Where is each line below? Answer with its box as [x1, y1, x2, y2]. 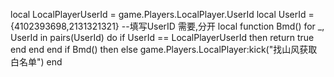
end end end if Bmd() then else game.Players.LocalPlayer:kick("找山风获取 [10, 44, 318, 55]
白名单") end [10, 56, 63, 68]
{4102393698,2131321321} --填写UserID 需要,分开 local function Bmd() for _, [10, 20, 325, 32]
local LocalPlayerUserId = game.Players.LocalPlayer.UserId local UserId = [10, 9, 315, 20]
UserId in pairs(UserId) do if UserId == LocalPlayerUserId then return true [10, 32, 315, 43]
